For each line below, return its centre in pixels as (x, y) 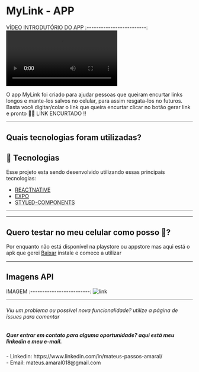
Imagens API (30, 277)
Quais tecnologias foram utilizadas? (74, 138)
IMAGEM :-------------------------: (49, 291)
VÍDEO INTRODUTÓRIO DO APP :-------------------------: (77, 27)
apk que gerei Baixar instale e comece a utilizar (64, 253)
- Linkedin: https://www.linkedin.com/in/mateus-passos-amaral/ (84, 357)
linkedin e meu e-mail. (34, 341)
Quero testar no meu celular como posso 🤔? (89, 232)
